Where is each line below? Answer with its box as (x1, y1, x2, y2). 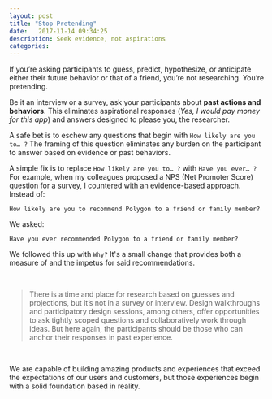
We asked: (9, 219, 45, 229)
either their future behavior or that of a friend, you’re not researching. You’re (9, 73, 265, 83)
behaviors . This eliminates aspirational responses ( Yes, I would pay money (9, 106, 261, 116)
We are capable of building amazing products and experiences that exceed (9, 364, 261, 374)
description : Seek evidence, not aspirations (9, 34, 166, 43)
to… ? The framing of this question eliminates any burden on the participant (9, 139, 261, 149)
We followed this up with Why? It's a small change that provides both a (9, 249, 242, 259)
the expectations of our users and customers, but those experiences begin (9, 373, 259, 383)
